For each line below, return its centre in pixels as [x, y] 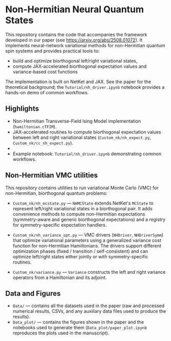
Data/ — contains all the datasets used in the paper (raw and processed [89, 306]
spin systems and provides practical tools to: [52, 51]
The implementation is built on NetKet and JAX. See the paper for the [78, 82]
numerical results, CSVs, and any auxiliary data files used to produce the [89, 311]
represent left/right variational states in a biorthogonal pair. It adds [82, 208]
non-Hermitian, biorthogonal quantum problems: [56, 193]
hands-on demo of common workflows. [47, 92]
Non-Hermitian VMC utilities [52, 175]
